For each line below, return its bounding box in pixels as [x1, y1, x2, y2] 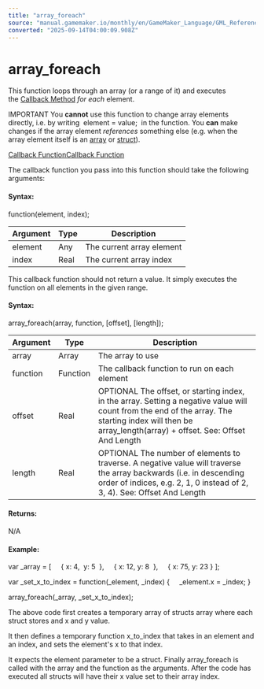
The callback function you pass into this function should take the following [8, 165, 249, 175]
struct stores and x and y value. [8, 616, 110, 626]
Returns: [8, 509, 38, 518]
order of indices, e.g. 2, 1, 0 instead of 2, [97, 477, 249, 488]
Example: [8, 544, 40, 554]
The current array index [85, 254, 173, 265]
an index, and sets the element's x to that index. [8, 639, 163, 650]
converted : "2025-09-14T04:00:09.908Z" [8, 26, 139, 34]
